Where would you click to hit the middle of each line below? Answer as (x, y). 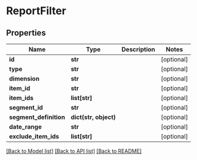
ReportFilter (36, 11)
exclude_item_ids (34, 136)
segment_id (26, 108)
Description (138, 49)
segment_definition (37, 117)
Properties (26, 33)
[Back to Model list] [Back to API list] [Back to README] (74, 151)
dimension (24, 79)
